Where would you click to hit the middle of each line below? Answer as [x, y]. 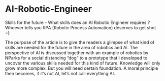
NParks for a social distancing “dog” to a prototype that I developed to [76, 58]
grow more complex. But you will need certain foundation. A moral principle [82, 68]
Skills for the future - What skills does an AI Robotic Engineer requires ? [78, 22]
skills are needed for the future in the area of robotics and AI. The [71, 47]
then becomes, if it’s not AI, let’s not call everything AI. [60, 73]
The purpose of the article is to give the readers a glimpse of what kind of [80, 42]
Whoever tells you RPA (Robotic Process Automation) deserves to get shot [81, 27]
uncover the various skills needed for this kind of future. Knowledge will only [83, 63]
